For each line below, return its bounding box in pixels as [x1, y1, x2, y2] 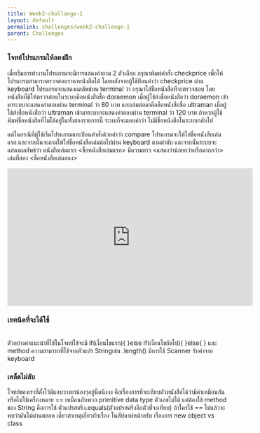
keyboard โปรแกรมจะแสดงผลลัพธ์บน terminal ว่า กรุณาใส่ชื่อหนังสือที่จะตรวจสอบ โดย [7, 85, 215, 93]
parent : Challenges [7, 29, 64, 37]
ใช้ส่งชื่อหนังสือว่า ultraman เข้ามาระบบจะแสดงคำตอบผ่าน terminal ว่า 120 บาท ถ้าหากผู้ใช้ [7, 108, 223, 116]
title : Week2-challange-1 [7, 10, 83, 17]
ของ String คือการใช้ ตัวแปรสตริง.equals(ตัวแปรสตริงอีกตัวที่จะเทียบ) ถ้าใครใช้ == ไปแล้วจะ [7, 404, 226, 412]
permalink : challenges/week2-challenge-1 [7, 23, 130, 30]
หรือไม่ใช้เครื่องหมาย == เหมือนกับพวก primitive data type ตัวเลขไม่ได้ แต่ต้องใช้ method [7, 396, 227, 404]
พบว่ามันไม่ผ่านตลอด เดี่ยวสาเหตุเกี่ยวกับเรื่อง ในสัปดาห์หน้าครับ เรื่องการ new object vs [7, 411, 215, 420]
